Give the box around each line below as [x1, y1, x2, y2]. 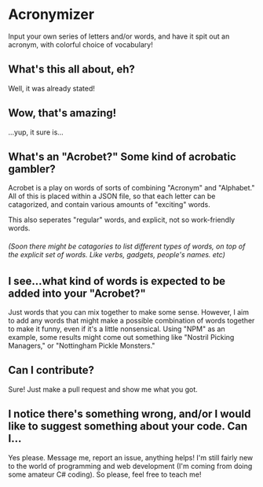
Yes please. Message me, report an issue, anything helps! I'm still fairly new [8, 452, 254, 462]
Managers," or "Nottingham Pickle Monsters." [8, 341, 155, 350]
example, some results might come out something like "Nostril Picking [8, 333, 235, 341]
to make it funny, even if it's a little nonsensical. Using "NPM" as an [8, 324, 225, 334]
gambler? [8, 162, 57, 175]
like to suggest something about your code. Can [8, 419, 248, 434]
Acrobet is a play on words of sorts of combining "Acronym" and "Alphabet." [8, 183, 255, 193]
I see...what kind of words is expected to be [8, 274, 226, 288]
